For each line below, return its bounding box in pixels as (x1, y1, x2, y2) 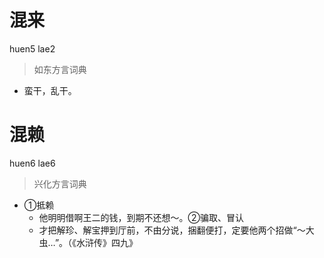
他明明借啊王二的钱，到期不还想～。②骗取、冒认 (38, 211, 245, 223)
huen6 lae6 (9, 157, 56, 169)
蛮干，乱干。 (23, 84, 77, 96)
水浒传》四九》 (76, 236, 139, 248)
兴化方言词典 (33, 177, 87, 190)
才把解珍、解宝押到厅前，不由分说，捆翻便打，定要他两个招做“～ (38, 224, 306, 236)
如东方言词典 (33, 63, 87, 75)
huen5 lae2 (9, 42, 56, 55)
